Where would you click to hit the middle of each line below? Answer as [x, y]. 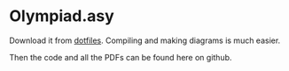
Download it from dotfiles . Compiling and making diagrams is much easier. [145, 40]
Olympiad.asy [62, 16]
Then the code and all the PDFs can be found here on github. [121, 57]
